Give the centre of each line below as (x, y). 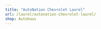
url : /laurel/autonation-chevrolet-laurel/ (51, 14)
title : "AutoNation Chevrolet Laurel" (45, 10)
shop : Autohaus (21, 19)
